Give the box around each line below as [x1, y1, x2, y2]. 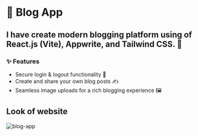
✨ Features [6, 57, 40, 65]
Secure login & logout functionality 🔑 [15, 71, 107, 78]
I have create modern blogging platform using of [6, 30, 193, 40]
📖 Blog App [6, 5, 63, 19]
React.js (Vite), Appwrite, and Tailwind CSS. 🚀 [6, 39, 183, 49]
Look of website [6, 106, 68, 117]
